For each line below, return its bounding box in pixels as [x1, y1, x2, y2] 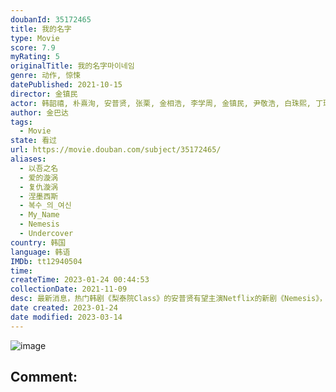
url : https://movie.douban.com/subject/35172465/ [10, 145, 222, 155]
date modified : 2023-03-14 [10, 312, 123, 322]
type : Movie [10, 33, 60, 43]
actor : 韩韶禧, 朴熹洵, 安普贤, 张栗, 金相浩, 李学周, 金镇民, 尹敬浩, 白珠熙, [10, 98, 312, 108]
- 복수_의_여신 [19, 201, 72, 211]
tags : [10, 117, 33, 127]
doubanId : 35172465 [10, 14, 92, 25]
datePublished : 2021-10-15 [10, 80, 123, 90]
